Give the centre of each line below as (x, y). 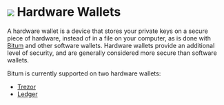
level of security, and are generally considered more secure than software (112, 53)
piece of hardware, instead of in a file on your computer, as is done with (109, 38)
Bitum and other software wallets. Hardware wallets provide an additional (111, 45)
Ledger (27, 94)
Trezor (27, 86)
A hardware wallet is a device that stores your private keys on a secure (108, 31)
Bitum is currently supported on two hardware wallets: (84, 73)
